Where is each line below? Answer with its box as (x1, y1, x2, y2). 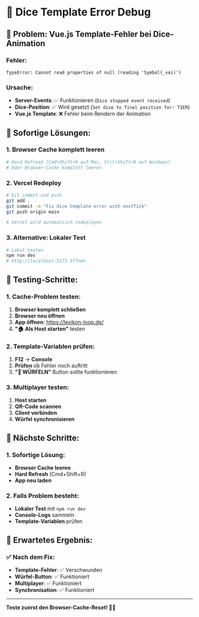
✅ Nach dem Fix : (6, 553, 55, 561)
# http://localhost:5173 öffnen (6, 258, 86, 264)
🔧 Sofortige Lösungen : (6, 128, 91, 138)
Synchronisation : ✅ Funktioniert (14, 587, 95, 594)
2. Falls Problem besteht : (6, 492, 79, 500)
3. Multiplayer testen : (6, 383, 69, 392)
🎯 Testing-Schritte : (6, 275, 78, 285)
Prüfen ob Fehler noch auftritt (14, 362, 88, 369)
